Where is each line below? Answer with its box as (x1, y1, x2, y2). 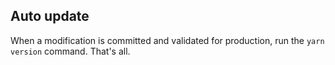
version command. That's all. (10, 45, 131, 57)
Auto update (10, 8, 90, 25)
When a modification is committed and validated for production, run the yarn (10, 34, 325, 46)
